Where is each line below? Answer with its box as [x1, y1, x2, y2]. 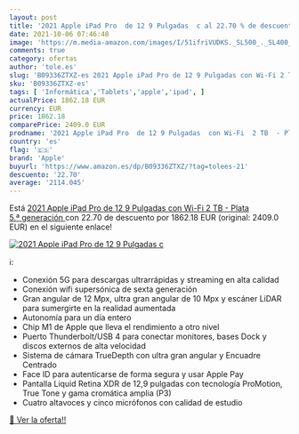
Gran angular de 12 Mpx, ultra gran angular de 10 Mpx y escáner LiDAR [21, 293, 282, 304]
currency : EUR [9, 104, 62, 113]
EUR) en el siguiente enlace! [9, 221, 113, 232]
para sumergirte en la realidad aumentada [21, 303, 176, 314]
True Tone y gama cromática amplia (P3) [21, 388, 172, 398]
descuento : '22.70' [9, 170, 82, 179]
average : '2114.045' [9, 179, 86, 188]
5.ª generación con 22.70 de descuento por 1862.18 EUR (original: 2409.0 [9, 213, 279, 223]
